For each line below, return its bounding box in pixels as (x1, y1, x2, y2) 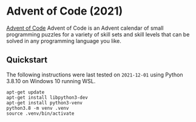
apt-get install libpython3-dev (6, 94, 88, 101)
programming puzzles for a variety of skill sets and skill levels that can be (6, 30, 190, 38)
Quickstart (6, 55, 48, 65)
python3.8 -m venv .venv (6, 105, 69, 111)
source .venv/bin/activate (6, 110, 75, 117)
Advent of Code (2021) (6, 4, 123, 18)
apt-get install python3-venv (6, 100, 83, 106)
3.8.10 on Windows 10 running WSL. (6, 77, 96, 84)
